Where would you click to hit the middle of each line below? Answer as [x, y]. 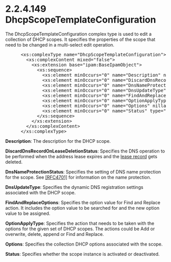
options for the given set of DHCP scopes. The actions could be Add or [80, 229]
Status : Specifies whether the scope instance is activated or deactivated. [82, 254]
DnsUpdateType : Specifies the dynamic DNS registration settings [75, 187]
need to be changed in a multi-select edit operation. [60, 45]
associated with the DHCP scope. [41, 192]
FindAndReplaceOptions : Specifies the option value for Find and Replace [83, 202]
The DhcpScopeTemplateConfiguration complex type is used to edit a [78, 34]
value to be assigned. [28, 213]
